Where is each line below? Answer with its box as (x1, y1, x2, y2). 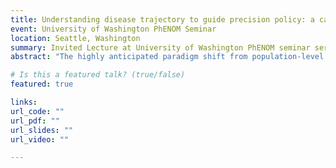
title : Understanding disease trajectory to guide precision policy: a (10, 14, 315, 25)
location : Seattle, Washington (10, 33, 141, 43)
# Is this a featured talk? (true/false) (10, 70, 186, 80)
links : (10, 97, 38, 107)
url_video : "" (10, 134, 70, 145)
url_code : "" (10, 106, 65, 116)
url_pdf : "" (10, 116, 60, 126)
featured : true (10, 79, 74, 90)
